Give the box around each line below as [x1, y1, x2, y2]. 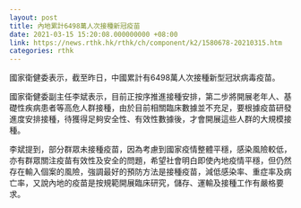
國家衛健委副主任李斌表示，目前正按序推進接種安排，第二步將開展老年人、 [9, 91, 284, 102]
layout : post [9, 13, 58, 22]
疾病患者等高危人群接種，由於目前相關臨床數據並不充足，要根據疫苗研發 [24, 102, 292, 113]
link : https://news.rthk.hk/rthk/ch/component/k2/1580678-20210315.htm [9, 38, 282, 48]
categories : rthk [9, 47, 74, 56]
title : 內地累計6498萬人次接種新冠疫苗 [9, 22, 141, 30]
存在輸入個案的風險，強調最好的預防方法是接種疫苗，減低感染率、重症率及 [9, 167, 284, 178]
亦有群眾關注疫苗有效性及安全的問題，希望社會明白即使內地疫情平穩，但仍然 [9, 155, 292, 166]
